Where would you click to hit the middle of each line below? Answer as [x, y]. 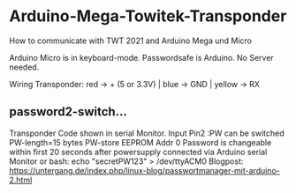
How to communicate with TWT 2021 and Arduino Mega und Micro [131, 41]
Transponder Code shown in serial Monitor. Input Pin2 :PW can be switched [147, 133]
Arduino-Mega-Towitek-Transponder [148, 16]
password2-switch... [68, 112]
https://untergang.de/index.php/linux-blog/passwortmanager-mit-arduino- [144, 170]
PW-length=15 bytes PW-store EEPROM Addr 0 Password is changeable [140, 142]
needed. [24, 67]
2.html [21, 180]
